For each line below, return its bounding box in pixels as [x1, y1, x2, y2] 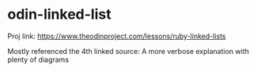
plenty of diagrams [7, 55, 69, 64]
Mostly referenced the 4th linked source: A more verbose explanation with [7, 46, 250, 56]
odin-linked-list [7, 5, 111, 23]
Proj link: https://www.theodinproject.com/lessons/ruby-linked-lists [7, 31, 226, 41]
